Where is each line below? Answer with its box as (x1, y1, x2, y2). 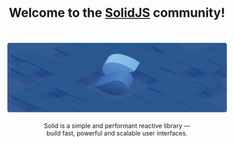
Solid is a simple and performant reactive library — (43, 122, 191, 130)
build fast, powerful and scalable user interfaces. (46, 129, 188, 138)
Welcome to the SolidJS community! (8, 5, 226, 21)
